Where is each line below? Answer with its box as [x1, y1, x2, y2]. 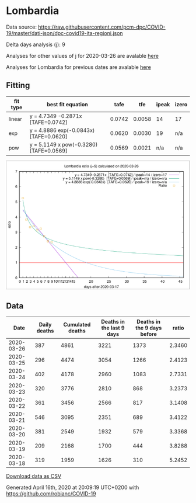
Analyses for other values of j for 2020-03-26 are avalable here [6, 52, 159, 59]
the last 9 [101, 324, 125, 331]
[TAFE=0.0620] [29, 133, 68, 140]
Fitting [6, 81, 30, 91]
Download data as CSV [6, 473, 62, 480]
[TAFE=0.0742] [29, 119, 68, 126]
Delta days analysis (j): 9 [6, 41, 65, 48]
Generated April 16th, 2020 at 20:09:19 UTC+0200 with [6, 484, 139, 491]
